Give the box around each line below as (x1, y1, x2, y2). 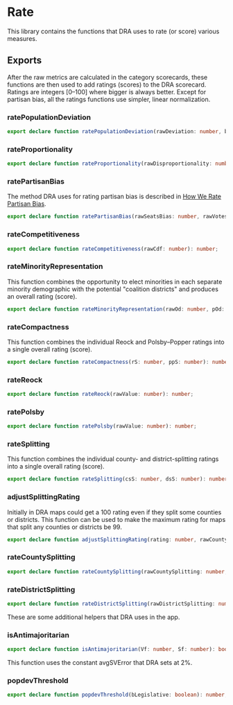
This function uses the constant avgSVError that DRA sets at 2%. (7, 658, 193, 666)
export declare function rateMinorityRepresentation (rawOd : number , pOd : (7, 306, 225, 313)
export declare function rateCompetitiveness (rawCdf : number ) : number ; (7, 245, 218, 252)
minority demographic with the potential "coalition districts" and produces (7, 285, 218, 293)
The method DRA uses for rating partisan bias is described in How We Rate (7, 192, 222, 201)
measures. (7, 34, 37, 42)
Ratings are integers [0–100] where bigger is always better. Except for (7, 87, 207, 96)
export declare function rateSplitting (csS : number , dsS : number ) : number (7, 476, 228, 482)
